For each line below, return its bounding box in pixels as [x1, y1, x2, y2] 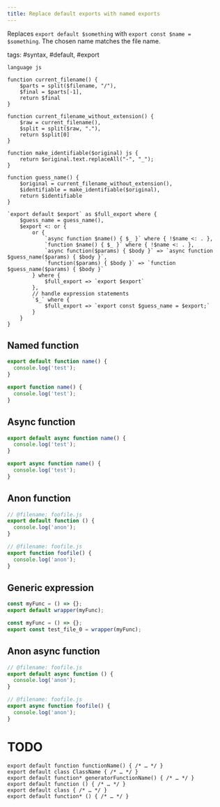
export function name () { [7, 384, 82, 391]
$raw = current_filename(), [19, 119, 101, 126]
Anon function [7, 493, 71, 504]
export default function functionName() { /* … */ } [7, 762, 164, 769]
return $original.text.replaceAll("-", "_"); [19, 155, 155, 163]
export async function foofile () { [7, 703, 111, 710]
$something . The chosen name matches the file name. [7, 36, 161, 45]
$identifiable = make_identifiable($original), [19, 186, 160, 193]
